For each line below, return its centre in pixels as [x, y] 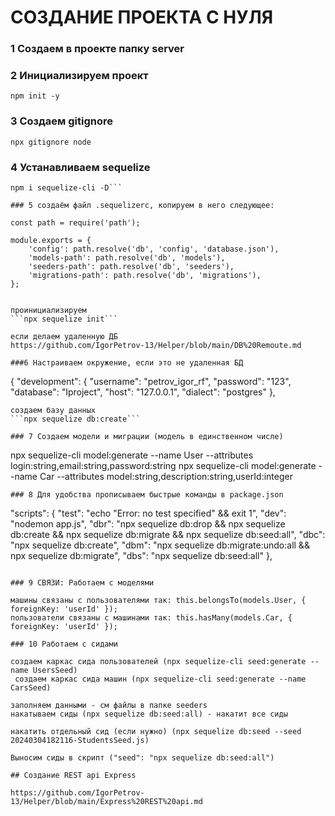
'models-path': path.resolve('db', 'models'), [127, 258]
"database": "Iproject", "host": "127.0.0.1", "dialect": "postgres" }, [143, 392]
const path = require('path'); [75, 223]
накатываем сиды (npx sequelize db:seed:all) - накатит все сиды [149, 714]
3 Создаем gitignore [62, 121]
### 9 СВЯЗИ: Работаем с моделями [82, 583]
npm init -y [35, 96]
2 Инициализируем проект [79, 76]
